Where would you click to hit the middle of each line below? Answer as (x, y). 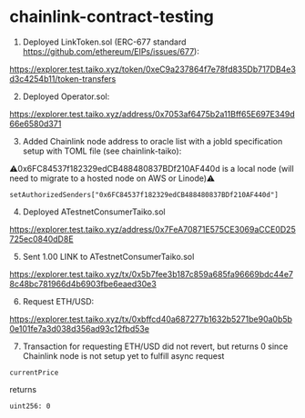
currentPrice (34, 373)
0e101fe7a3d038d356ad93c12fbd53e (80, 328)
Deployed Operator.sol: (66, 96)
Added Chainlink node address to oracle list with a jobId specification (152, 141)
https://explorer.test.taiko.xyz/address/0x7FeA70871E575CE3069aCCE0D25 (152, 229)
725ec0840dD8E (42, 239)
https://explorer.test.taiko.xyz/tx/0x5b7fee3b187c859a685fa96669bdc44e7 (152, 274)
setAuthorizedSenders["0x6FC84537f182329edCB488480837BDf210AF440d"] (144, 194)
